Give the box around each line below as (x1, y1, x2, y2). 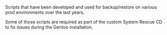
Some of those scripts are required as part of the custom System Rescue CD (5, 19, 163, 25)
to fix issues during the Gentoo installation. (5, 24, 93, 30)
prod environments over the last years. (5, 9, 85, 15)
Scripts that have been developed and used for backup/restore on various (5, 4, 157, 10)
